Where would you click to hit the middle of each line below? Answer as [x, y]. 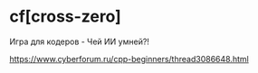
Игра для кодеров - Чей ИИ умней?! [79, 41]
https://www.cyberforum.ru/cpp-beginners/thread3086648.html [129, 59]
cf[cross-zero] [66, 17]
